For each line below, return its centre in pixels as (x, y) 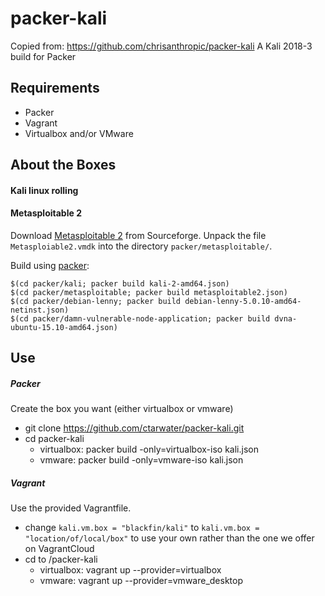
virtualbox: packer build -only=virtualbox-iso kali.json (149, 449)
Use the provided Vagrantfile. (71, 508)
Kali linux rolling (44, 190)
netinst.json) (40, 310)
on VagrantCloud (59, 549)
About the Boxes (63, 165)
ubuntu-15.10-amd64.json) (64, 327)
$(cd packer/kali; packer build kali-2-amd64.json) (120, 283)
